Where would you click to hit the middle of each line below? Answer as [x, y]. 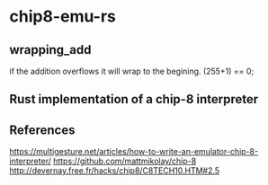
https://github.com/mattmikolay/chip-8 [125, 161]
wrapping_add [50, 50]
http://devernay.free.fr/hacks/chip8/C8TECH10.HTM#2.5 [115, 171]
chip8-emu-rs [63, 17]
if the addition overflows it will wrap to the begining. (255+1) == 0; [132, 71]
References [42, 130]
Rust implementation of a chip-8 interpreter [134, 99]
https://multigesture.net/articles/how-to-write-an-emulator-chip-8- [134, 152]
